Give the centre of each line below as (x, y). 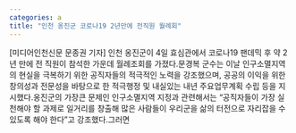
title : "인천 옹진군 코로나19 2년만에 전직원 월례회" (95, 26)
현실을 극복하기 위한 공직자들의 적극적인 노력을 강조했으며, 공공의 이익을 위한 (152, 75)
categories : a (36, 17)
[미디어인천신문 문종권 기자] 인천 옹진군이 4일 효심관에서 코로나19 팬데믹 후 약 (145, 52)
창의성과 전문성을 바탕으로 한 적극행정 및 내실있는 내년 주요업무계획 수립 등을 (143, 86)
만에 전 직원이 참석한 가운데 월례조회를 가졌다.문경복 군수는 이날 (129, 63)
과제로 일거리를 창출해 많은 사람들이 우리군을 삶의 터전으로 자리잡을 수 (164, 108)
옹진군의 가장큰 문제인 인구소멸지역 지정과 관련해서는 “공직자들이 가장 (154, 97)
